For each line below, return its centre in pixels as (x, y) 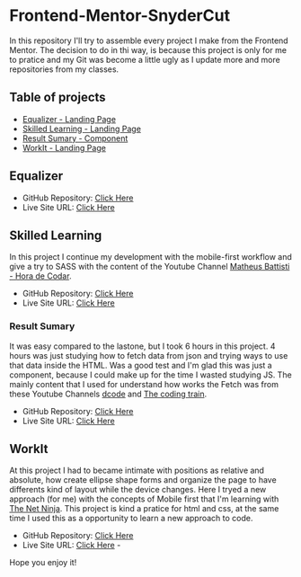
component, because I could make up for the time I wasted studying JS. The (150, 375)
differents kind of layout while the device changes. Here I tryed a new (138, 490)
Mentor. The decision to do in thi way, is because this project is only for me (148, 49)
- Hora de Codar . (40, 276)
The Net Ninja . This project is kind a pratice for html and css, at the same (144, 509)
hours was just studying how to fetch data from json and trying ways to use (149, 355)
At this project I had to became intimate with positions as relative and (137, 470)
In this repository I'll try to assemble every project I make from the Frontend (149, 40)
